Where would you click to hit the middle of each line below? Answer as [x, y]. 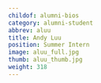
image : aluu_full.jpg [44, 52]
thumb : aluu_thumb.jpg [45, 60]
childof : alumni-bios [44, 15]
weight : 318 [28, 67]
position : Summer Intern [49, 45]
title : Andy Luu [35, 38]
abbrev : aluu [30, 30]
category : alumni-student [50, 23]
